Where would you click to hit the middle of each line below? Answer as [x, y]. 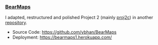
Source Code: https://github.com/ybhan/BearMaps [64, 32]
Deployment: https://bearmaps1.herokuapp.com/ [62, 37]
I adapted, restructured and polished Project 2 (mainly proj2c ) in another [79, 18]
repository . [16, 22]
